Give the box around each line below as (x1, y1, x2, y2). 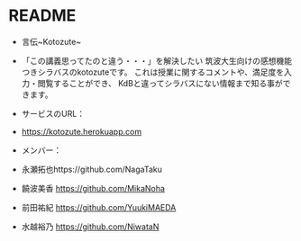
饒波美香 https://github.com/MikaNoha (21, 183, 166, 193)
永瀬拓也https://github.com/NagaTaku (21, 164, 163, 174)
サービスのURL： (21, 108, 86, 119)
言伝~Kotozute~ (21, 36, 82, 47)
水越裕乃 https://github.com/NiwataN (21, 221, 160, 232)
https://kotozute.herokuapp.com (21, 126, 141, 137)
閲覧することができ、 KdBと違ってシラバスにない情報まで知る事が (37, 77, 283, 88)
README (8, 5, 77, 26)
